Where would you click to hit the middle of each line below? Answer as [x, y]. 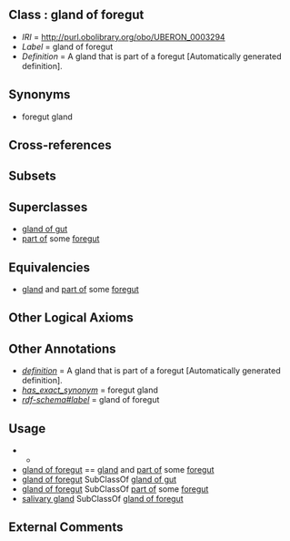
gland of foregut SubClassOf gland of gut [99, 480]
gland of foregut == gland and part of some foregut [118, 470]
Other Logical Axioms [71, 318]
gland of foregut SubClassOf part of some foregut [115, 489]
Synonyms [40, 95]
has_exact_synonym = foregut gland [90, 390]
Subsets [32, 176]
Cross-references [60, 145]
